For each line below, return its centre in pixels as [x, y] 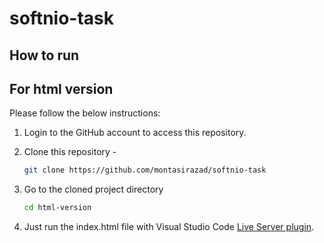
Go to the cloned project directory [93, 189]
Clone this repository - [70, 152]
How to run [44, 55]
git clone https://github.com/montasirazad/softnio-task [145, 170]
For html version [61, 88]
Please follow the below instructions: [85, 113]
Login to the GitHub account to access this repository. [135, 133]
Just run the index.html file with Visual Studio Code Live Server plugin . [169, 227]
